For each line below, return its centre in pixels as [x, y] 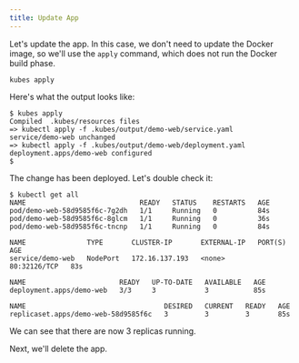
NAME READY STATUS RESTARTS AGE [140, 202]
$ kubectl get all [44, 195]
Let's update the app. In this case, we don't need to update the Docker [142, 44]
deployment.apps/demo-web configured [81, 153]
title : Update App [44, 18]
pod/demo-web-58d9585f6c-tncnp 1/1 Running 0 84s [140, 227]
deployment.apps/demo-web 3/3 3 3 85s [138, 290]
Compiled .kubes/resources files [75, 121]
